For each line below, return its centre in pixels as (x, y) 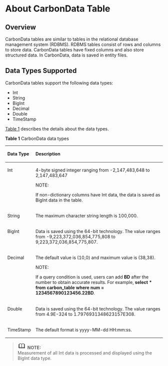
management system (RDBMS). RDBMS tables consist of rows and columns (83, 44)
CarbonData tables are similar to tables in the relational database (72, 39)
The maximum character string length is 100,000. (87, 215)
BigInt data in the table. (59, 200)
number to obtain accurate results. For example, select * (94, 282)
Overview (21, 27)
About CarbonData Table (58, 9)
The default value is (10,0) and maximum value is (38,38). (96, 257)
